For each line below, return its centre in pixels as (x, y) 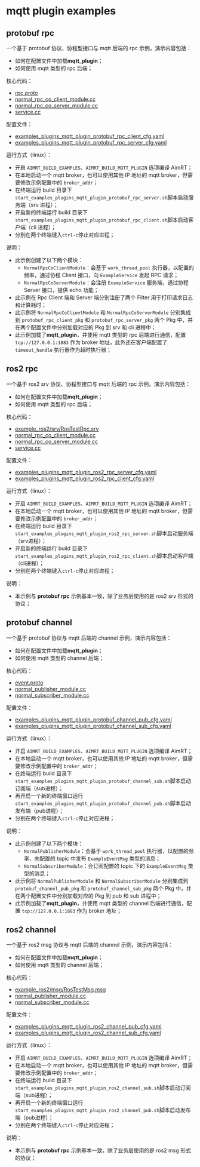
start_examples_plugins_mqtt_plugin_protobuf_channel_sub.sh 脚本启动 (103, 781)
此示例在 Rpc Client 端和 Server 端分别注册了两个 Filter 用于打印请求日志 (104, 297)
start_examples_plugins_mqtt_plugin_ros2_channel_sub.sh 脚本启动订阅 (103, 1088)
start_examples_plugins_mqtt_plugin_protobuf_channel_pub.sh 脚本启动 (103, 803)
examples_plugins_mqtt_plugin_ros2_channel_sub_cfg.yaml (88, 1033)
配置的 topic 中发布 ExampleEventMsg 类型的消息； (100, 858)
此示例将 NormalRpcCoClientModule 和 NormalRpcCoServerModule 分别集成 (103, 312)
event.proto (29, 683)
